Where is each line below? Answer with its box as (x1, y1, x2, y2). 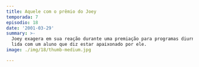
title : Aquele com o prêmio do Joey (6, 8, 97, 15)
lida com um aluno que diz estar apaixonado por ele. (11, 42, 147, 48)
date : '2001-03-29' (6, 25, 54, 31)
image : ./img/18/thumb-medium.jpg (6, 47, 92, 53)
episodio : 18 (6, 19, 38, 25)
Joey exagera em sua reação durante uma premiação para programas (11, 36, 179, 42)
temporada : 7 (6, 14, 38, 20)
